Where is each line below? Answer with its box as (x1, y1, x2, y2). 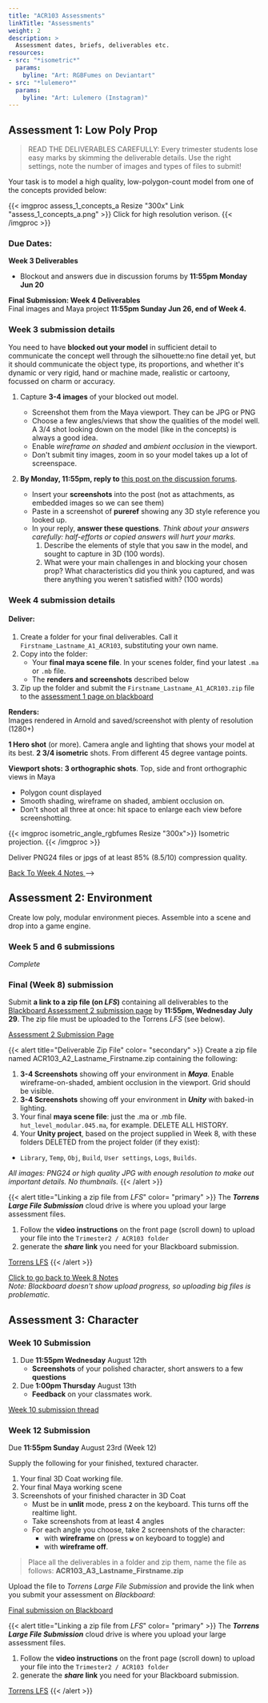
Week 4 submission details (8, 594, 116, 605)
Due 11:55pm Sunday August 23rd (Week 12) (8, 1443, 158, 1453)
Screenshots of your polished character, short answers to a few (31, 1364, 244, 1373)
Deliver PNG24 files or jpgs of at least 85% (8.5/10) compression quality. (8, 852, 248, 862)
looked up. (31, 515, 67, 524)
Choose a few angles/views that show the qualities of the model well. (31, 415, 260, 425)
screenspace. (31, 458, 78, 468)
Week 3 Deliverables (8, 256, 78, 266)
